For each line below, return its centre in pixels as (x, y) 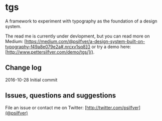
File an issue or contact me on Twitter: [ (46, 107)
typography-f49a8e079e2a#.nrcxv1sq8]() (48, 46)
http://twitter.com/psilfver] (113, 107)
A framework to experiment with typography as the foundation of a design (81, 21)
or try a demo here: (111, 46)
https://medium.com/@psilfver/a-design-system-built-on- (85, 41)
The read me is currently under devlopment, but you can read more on (78, 36)
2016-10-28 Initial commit (31, 79)
